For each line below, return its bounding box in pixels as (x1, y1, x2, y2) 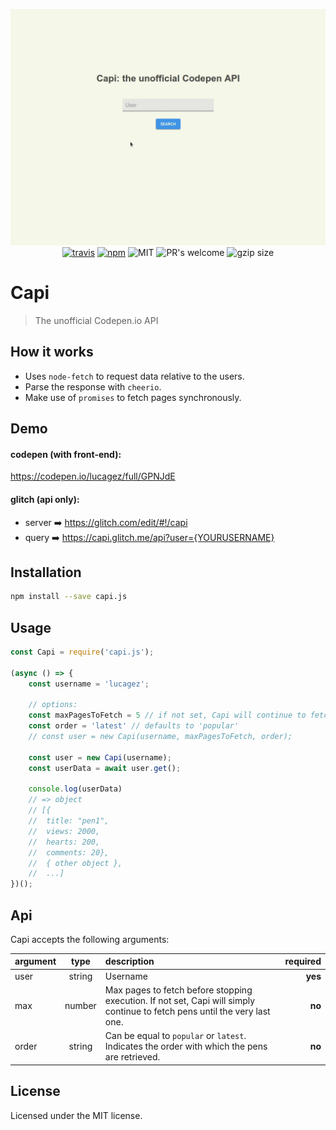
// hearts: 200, (28, 837, 101, 847)
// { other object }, (28, 858, 123, 868)
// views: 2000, (28, 826, 101, 836)
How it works (10, 344, 94, 361)
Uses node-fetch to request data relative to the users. (24, 370, 245, 382)
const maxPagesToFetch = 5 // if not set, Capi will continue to (28, 710, 307, 721)
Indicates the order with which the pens (104, 1040, 268, 1053)
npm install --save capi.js (10, 592, 128, 602)
